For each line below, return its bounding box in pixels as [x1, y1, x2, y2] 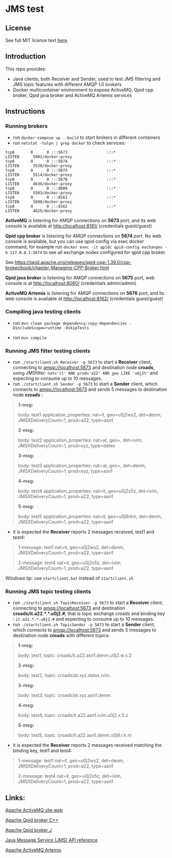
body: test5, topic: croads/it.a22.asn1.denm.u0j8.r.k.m [17, 732, 132, 739]
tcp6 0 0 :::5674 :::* [5, 159, 116, 164]
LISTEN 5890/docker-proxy [5, 199, 72, 204]
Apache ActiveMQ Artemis [5, 847, 62, 853]
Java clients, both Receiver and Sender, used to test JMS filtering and [12, 76, 161, 82]
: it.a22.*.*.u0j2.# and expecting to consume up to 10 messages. [12, 616, 155, 622]
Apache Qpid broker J [5, 827, 52, 833]
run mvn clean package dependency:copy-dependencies [12, 320, 127, 326]
